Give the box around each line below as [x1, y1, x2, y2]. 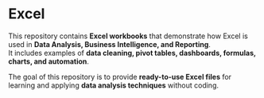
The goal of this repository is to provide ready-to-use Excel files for [8, 72, 232, 81]
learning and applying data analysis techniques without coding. [8, 80, 219, 90]
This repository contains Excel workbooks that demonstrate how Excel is [8, 31, 248, 41]
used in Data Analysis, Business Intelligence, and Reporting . [8, 39, 211, 49]
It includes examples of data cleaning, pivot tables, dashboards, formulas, [8, 48, 256, 57]
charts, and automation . [8, 57, 90, 66]
